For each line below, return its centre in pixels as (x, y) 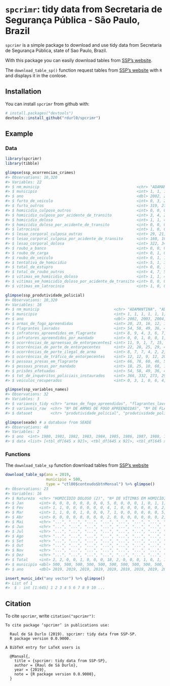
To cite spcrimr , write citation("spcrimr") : (50, 616)
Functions (18, 454)
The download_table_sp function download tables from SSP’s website (77, 465)
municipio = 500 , (64, 480)
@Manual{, (20, 657)
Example (19, 133)
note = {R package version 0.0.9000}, (55, 674)
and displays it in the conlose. (36, 75)
